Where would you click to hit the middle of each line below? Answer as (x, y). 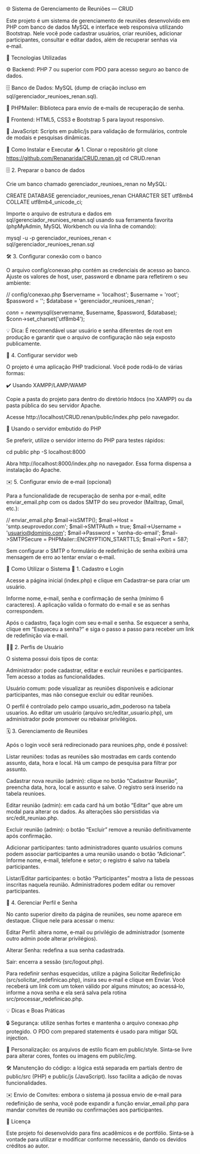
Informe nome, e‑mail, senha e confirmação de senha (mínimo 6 (85, 598)
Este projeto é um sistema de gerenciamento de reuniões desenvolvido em (98, 21)
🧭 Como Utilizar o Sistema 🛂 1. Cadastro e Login (65, 569)
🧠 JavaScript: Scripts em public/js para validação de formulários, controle (97, 131)
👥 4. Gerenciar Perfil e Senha (42, 903)
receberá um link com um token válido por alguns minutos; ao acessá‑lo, (96, 986)
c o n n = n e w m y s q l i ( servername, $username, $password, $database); (92, 312)
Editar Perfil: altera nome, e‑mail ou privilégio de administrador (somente (96, 932)
